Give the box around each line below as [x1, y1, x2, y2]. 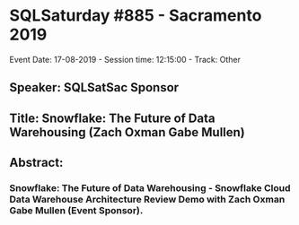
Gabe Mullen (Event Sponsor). [9, 204, 144, 217]
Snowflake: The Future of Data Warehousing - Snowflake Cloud [9, 182, 291, 195]
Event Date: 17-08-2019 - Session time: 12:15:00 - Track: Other [9, 54, 241, 65]
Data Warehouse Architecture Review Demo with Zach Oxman [9, 194, 286, 206]
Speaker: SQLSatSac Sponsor [9, 80, 180, 95]
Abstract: [9, 155, 64, 170]
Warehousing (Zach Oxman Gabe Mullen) [9, 125, 245, 140]
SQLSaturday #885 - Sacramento [9, 5, 262, 26]
